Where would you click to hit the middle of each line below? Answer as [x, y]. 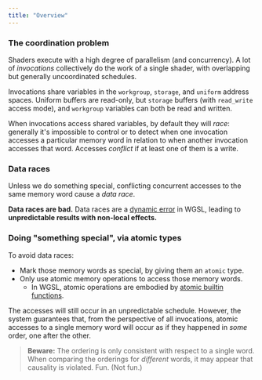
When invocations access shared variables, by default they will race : [119, 123]
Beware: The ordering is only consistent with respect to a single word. [141, 350]
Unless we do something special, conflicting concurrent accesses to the [125, 186]
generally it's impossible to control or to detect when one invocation [118, 132]
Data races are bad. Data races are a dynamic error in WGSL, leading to [125, 209]
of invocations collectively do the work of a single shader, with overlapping [129, 68]
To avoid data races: [41, 255]
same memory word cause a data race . [72, 194]
